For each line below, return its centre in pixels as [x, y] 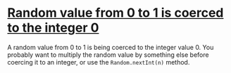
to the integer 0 [53, 28]
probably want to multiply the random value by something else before [108, 55]
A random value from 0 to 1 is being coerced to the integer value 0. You [111, 47]
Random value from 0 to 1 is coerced [115, 13]
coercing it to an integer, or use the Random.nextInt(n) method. [99, 62]
